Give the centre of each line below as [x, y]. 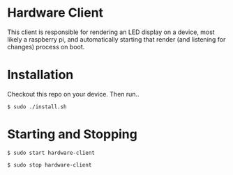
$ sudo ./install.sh [37, 107]
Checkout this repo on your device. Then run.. [73, 94]
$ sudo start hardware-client [51, 153]
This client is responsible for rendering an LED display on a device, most [111, 32]
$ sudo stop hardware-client [50, 165]
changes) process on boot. [46, 47]
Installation [40, 75]
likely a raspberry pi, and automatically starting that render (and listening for [116, 39]
